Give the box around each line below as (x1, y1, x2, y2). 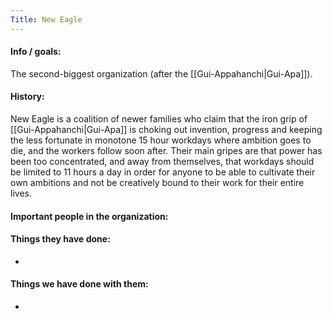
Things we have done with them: (10, 278, 149, 290)
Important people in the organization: (10, 210, 169, 222)
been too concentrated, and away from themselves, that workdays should (10, 156, 315, 168)
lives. (10, 187, 32, 200)
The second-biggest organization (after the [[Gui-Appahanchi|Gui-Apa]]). (10, 67, 313, 80)
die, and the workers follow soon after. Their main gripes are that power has (10, 145, 323, 157)
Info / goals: (10, 46, 62, 58)
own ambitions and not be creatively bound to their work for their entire (10, 177, 305, 189)
